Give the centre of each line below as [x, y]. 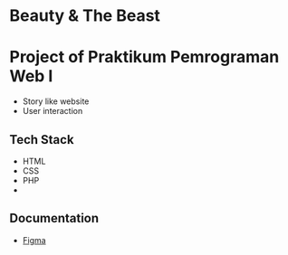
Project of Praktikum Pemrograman [144, 57]
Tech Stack [42, 140]
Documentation [54, 218]
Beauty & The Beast [85, 16]
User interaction [53, 111]
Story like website [56, 101]
